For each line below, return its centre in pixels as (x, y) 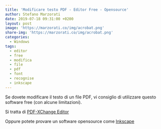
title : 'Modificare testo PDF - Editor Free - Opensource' (67, 10)
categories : (17, 37)
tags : (11, 46)
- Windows (19, 42)
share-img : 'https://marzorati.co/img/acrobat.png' (59, 32)
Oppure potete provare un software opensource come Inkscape (70, 121)
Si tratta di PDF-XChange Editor (37, 112)
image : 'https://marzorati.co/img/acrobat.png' (55, 28)
